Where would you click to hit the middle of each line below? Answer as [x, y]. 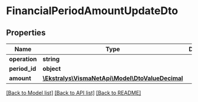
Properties [26, 33]
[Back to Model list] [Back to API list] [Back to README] [74, 93]
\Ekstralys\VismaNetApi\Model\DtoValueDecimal [113, 78]
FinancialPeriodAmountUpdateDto [92, 11]
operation [23, 59]
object [52, 69]
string [51, 59]
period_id [23, 69]
